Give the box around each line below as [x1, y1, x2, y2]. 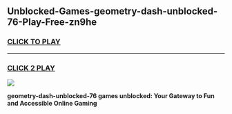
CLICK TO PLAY [7, 37, 61, 47]
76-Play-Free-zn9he [7, 17, 97, 28]
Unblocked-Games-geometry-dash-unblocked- [7, 6, 218, 17]
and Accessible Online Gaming [7, 99, 97, 107]
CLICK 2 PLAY [7, 63, 55, 73]
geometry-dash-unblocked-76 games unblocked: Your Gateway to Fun [7, 91, 215, 99]
